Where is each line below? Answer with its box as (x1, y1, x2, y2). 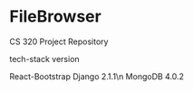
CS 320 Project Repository (9, 36, 109, 47)
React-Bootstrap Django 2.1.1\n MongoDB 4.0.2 (9, 70, 184, 82)
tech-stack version (9, 53, 80, 64)
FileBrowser (9, 6, 101, 27)
